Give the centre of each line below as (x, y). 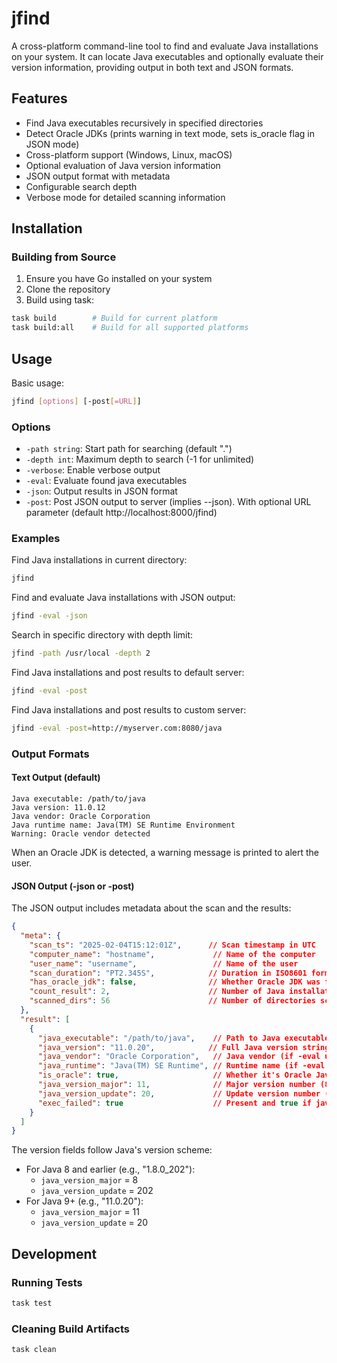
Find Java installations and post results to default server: (128, 673)
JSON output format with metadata (98, 176)
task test (32, 1303)
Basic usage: (38, 383)
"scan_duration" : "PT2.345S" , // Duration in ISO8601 (168, 973)
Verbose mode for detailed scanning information (125, 197)
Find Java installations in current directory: (99, 560)
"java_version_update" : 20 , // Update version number (179, 1093)
